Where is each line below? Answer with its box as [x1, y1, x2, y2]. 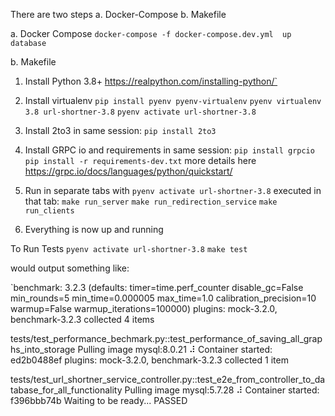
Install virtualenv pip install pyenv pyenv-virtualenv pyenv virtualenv [24, 95, 322, 106]
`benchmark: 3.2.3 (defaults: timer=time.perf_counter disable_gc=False [10, 282, 304, 293]
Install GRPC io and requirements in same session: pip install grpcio [24, 144, 315, 156]
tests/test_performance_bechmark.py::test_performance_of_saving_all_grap [10, 333, 323, 344]
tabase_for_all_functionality [10, 384, 123, 396]
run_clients [24, 206, 75, 216]
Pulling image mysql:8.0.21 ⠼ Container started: [77, 344, 273, 355]
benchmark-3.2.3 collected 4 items [10, 314, 155, 325]
